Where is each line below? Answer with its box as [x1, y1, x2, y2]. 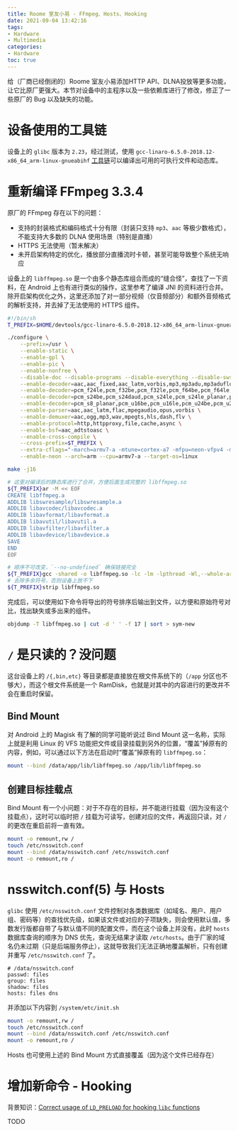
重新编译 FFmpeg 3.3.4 [7, 183, 144, 200]
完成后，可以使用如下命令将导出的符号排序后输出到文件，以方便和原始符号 [7, 597, 225, 606]
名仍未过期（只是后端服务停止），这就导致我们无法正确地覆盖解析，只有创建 [7, 941, 228, 950]
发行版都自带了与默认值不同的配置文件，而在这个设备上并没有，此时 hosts [13, 924, 230, 932]
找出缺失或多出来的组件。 [19, 606, 94, 615]
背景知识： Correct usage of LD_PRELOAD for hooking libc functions [7, 1103, 200, 1112]
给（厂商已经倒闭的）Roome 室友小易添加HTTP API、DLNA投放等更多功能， [7, 77, 230, 85]
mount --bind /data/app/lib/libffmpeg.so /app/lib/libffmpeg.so [7, 762, 201, 769]
